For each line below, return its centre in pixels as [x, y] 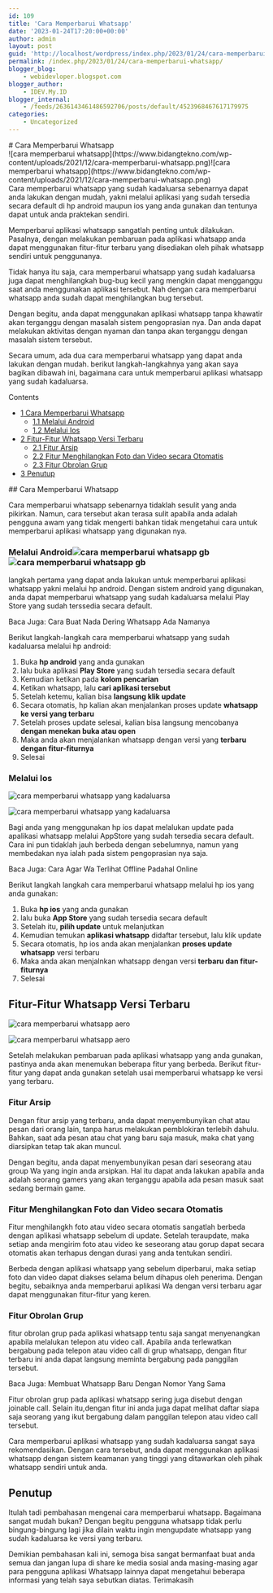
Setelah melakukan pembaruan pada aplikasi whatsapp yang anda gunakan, [136, 1055]
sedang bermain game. [47, 1188]
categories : [28, 115]
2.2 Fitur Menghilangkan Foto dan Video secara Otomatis [128, 456]
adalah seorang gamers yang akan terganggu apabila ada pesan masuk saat [136, 1179]
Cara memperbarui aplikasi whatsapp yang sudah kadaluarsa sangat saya [132, 1442]
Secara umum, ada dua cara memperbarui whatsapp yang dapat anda [126, 355]
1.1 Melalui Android [63, 421]
